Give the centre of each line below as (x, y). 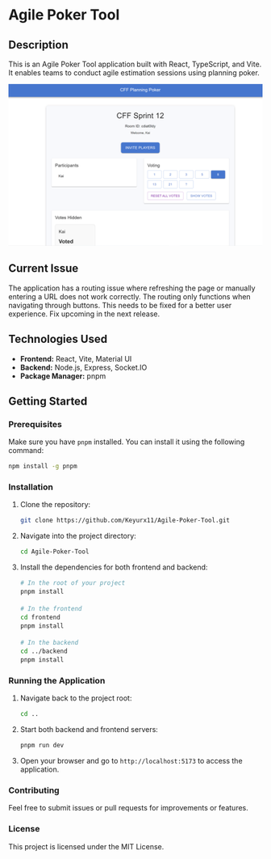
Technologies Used (58, 339)
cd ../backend (44, 652)
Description (38, 45)
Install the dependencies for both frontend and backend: (114, 567)
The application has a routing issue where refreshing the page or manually (132, 288)
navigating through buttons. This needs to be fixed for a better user (120, 305)
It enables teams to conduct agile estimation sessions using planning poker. (134, 73)
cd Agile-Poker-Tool (54, 552)
